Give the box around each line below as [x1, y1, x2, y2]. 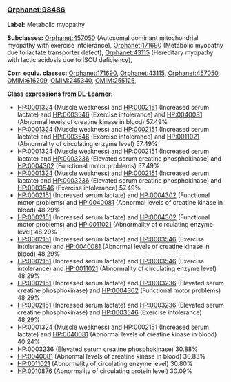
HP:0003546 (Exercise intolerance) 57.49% [17, 184, 141, 192]
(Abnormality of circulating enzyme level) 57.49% [17, 140, 158, 148]
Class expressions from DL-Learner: [7, 90, 113, 98]
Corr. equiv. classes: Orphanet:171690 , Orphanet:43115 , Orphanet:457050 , [7, 69, 221, 77]
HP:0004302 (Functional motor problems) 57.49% [17, 162, 160, 170]
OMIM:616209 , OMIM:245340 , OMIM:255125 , [7, 77, 137, 85]
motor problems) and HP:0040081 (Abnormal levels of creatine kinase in [17, 199, 223, 207]
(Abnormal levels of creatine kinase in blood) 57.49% [17, 118, 168, 126]
